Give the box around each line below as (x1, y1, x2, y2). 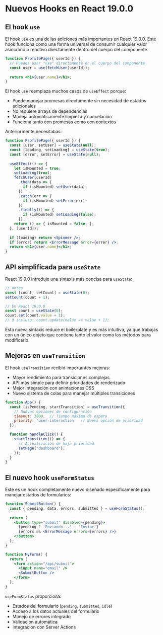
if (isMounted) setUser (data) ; (23, 184, 88, 189)
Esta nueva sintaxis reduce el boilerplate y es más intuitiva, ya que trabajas (5, 326, 159, 333)
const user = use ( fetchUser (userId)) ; (9, 65, 90, 70)
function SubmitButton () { (5, 501, 61, 507)
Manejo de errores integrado (12, 613, 71, 619)
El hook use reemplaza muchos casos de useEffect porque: (5, 88, 126, 94)
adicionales (12, 103, 36, 109)
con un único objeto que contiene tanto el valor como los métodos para (5, 332, 151, 338)
